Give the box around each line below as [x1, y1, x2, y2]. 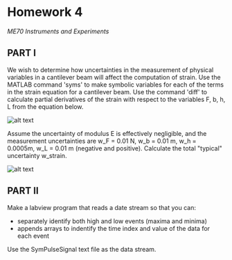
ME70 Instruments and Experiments [7, 27, 109, 35]
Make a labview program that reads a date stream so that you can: [7, 203, 196, 211]
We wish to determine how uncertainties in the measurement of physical [7, 65, 214, 73]
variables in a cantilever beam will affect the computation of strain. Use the [7, 73, 221, 81]
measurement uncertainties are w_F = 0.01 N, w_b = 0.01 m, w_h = [7, 137, 197, 145]
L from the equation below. [7, 102, 84, 111]
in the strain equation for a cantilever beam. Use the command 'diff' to [7, 87, 208, 96]
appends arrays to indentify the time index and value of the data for [17, 224, 210, 232]
